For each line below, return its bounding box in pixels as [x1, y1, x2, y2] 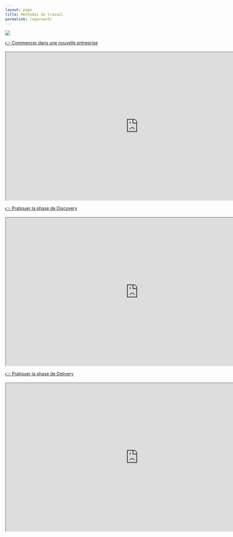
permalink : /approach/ [5, 16, 52, 21]
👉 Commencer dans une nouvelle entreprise [5, 40, 98, 46]
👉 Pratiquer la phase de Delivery [5, 371, 74, 377]
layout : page [5, 7, 32, 12]
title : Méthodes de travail [5, 12, 64, 17]
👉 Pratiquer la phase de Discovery [5, 205, 78, 211]
